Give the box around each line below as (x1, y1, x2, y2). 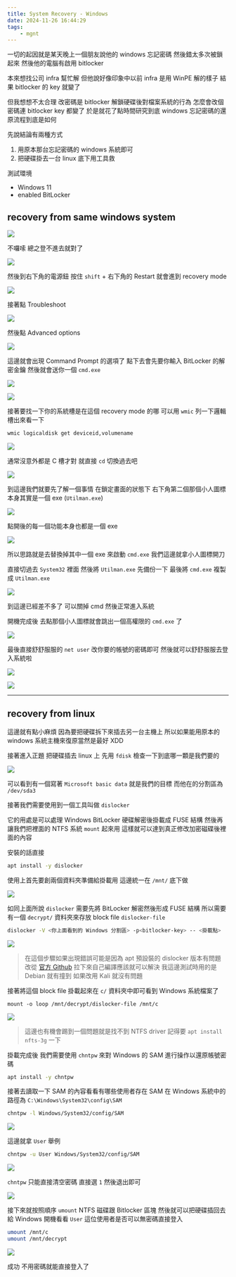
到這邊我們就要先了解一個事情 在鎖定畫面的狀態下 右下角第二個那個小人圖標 (7, 484, 226, 493)
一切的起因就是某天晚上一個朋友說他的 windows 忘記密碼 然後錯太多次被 (7, 50, 217, 58)
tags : (7, 23, 23, 30)
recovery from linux (7, 708, 96, 720)
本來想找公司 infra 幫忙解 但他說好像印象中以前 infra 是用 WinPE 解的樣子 (7, 74, 219, 82)
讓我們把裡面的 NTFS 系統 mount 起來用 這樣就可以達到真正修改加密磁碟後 (7, 824, 221, 832)
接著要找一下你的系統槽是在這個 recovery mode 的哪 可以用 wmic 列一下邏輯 (7, 407, 227, 416)
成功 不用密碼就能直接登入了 (7, 1262, 89, 1271)
